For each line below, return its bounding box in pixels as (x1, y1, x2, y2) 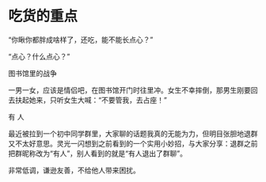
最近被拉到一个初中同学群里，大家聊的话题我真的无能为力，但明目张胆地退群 (8, 128, 258, 138)
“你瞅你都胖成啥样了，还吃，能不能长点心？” (8, 35, 154, 44)
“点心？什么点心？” (8, 51, 70, 61)
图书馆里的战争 (8, 68, 57, 78)
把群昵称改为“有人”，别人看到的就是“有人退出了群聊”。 (8, 148, 188, 158)
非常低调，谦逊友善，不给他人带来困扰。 (8, 165, 140, 175)
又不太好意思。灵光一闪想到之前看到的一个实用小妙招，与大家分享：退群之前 (8, 138, 258, 148)
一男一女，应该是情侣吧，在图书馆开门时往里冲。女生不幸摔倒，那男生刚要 (8, 85, 251, 95)
